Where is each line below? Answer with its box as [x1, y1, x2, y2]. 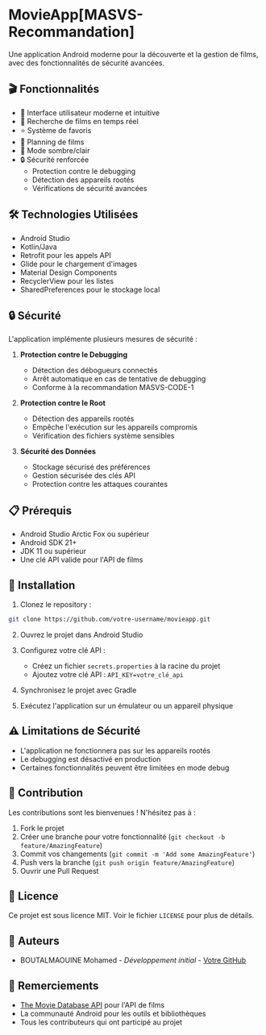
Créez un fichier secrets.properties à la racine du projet [31, 661, 221, 671]
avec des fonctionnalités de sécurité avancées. [8, 58, 165, 68]
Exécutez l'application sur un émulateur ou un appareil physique [19, 700, 234, 710]
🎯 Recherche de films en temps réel [19, 116, 139, 126]
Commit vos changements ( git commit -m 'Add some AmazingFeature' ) [19, 849, 256, 858]
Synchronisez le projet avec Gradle [19, 685, 137, 695]
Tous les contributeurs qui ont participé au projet [19, 1017, 183, 1027]
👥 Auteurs [8, 933, 60, 948]
